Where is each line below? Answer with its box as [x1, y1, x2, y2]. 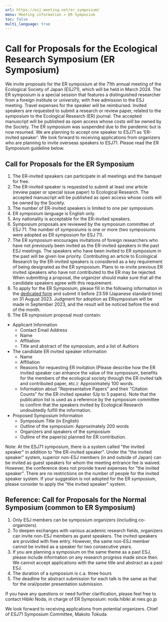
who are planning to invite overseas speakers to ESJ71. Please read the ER [5, 140, 159, 146]
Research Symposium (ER [5, 54, 115, 65]
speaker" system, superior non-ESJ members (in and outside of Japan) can [5, 455, 161, 460]
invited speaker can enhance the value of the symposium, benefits [20, 370, 158, 376]
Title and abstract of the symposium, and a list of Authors [20, 343, 139, 349]
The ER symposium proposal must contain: [12, 312, 101, 318]
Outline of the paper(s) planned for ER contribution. [20, 434, 126, 440]
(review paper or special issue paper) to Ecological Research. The [12, 189, 149, 195]
